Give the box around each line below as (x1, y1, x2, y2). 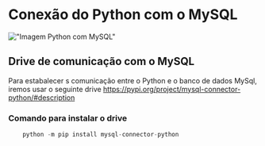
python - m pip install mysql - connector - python (22, 131, 179, 139)
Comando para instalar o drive (8, 113, 128, 124)
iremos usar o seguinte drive (8, 84, 102, 94)
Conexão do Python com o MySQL (8, 6, 238, 24)
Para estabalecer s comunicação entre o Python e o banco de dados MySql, (8, 75, 258, 85)
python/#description (8, 93, 75, 102)
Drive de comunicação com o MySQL (8, 55, 195, 68)
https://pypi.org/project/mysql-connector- (102, 84, 241, 94)
